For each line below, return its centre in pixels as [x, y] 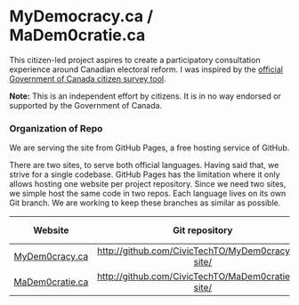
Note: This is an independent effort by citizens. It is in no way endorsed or [145, 96]
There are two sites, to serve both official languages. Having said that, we [144, 165]
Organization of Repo [56, 128]
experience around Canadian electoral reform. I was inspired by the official [146, 69]
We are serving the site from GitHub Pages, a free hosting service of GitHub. [149, 148]
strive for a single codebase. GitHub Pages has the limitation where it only [145, 174]
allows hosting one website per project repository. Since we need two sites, [148, 184]
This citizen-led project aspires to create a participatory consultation [135, 60]
